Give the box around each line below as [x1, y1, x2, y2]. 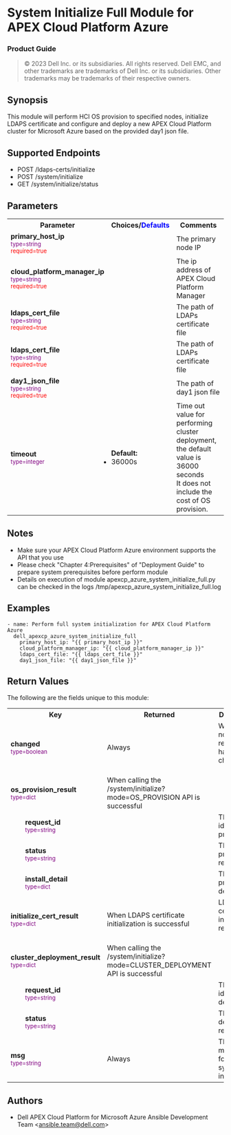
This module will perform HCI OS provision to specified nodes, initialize [7, 112, 208, 121]
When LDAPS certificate [107, 911, 185, 920]
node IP [176, 242, 201, 252]
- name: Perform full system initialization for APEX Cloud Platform [7, 621, 211, 628]
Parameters [7, 200, 58, 211]
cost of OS [176, 496, 211, 505]
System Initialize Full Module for [7, 5, 194, 21]
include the [176, 487, 212, 496]
